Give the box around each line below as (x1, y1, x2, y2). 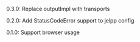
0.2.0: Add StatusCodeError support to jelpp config (6, 17, 135, 24)
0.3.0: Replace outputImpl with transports (6, 5, 110, 12)
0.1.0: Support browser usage (6, 29, 80, 36)
